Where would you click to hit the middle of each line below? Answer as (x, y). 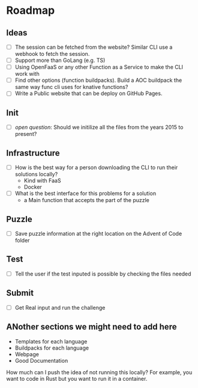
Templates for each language (51, 341)
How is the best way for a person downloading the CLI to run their (96, 167)
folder (22, 240)
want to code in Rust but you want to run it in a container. (77, 378)
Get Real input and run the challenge (60, 307)
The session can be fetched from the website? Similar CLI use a (94, 47)
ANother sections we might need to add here (91, 327)
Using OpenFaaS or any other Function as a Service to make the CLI (99, 67)
